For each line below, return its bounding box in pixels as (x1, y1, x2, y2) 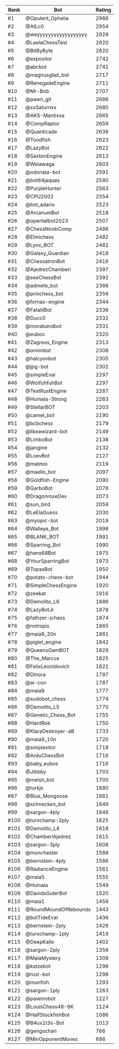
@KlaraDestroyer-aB (25, 728, 74, 734)
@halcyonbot (25, 355, 57, 362)
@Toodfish (25, 137, 51, 143)
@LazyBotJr (25, 606, 55, 613)
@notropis (25, 623, 50, 629)
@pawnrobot (25, 995, 56, 1002)
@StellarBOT (25, 404, 56, 410)
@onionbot (25, 347, 51, 353)
